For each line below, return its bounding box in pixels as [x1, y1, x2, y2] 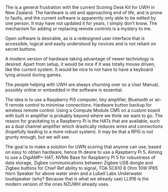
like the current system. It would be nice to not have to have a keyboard [5, 66, 153, 72]
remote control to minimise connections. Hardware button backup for [9, 102, 152, 108]
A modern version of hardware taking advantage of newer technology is [5, 56, 154, 62]
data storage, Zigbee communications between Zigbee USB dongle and [5, 160, 153, 165]
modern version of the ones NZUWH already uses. [5, 181, 110, 187]
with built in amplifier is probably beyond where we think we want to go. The [5, 113, 163, 119]
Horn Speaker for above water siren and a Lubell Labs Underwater [5, 170, 142, 176]
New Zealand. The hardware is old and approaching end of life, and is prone [5, 10, 162, 16]
